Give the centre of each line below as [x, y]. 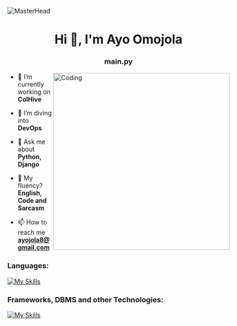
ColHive [30, 100]
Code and [32, 201]
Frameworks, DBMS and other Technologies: [85, 299]
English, [30, 193]
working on [34, 92]
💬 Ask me [31, 142]
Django [28, 164]
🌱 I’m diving [35, 113]
